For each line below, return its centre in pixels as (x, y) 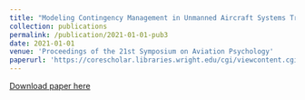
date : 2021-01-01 (42, 43)
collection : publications (58, 26)
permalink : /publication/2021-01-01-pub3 (89, 35)
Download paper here (50, 86)
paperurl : (28, 60)
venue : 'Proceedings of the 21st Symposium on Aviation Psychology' (142, 52)
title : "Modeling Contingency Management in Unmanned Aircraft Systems (148, 18)
